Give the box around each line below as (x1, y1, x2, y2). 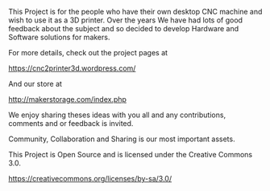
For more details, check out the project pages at (8, 48, 168, 57)
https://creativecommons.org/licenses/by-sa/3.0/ (8, 174, 172, 183)
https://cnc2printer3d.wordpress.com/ (8, 63, 136, 73)
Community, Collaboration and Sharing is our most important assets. (8, 134, 235, 144)
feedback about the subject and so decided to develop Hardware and (8, 24, 239, 33)
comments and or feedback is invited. (8, 119, 134, 128)
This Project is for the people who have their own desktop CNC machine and (8, 7, 263, 16)
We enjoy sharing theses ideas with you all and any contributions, (8, 110, 226, 120)
